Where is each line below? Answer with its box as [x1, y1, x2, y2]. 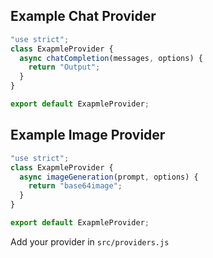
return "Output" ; [28, 62, 101, 73]
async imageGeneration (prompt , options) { [19, 172, 199, 182]
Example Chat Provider [10, 8, 157, 25]
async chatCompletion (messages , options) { [19, 53, 203, 63]
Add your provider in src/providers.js [10, 235, 170, 248]
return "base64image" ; [28, 181, 123, 191]
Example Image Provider [10, 127, 166, 144]
